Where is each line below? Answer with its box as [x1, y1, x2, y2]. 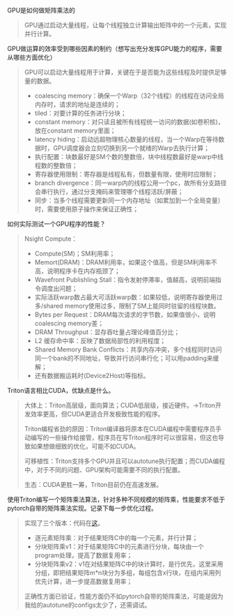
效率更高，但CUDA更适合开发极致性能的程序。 [30, 410, 164, 418]
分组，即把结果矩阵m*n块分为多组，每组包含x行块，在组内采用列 [34, 569, 221, 577]
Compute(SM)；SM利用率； [34, 250, 116, 257]
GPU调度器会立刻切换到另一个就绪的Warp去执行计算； [53, 144, 210, 152]
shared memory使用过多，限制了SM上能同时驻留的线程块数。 [42, 302, 220, 310]
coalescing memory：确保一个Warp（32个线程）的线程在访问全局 [34, 91, 224, 100]
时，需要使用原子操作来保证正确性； [34, 205, 139, 213]
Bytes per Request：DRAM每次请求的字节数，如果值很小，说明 [34, 310, 216, 319]
